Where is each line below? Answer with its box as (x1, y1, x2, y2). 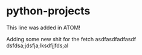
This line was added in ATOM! (6, 24, 80, 31)
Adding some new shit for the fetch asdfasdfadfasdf (6, 35, 137, 42)
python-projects (6, 4, 91, 18)
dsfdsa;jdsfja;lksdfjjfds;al (6, 42, 69, 49)
